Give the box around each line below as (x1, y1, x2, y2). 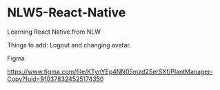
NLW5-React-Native (7, 5, 126, 21)
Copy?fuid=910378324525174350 (7, 74, 104, 83)
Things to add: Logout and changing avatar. (7, 41, 131, 49)
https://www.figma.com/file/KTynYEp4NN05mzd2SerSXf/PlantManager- (7, 67, 213, 76)
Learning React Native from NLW (7, 27, 101, 36)
